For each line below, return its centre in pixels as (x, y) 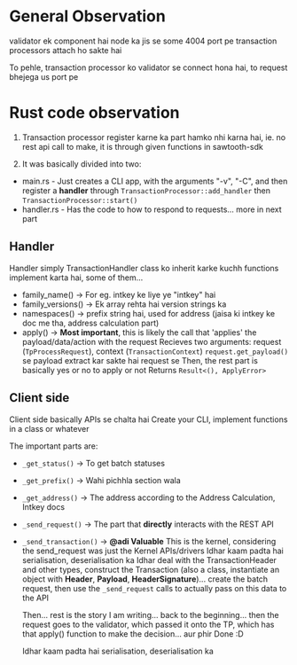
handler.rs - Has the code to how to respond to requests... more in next (152, 209)
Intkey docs (43, 506)
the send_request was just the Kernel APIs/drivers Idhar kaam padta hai (152, 551)
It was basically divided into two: (82, 164)
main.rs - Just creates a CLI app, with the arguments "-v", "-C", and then (155, 181)
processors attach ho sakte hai (66, 50)
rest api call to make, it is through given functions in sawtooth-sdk (142, 146)
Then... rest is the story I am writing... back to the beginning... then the (150, 614)
